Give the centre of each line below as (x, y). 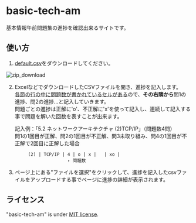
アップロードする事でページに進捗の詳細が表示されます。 (99, 179)
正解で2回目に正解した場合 (47, 143)
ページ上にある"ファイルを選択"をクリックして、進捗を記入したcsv (96, 172)
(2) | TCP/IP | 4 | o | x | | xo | (74, 154)
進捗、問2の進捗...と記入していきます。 (62, 101)
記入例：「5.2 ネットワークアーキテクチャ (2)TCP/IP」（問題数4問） (95, 128)
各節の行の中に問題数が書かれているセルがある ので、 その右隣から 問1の (100, 94)
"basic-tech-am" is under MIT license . (52, 214)
